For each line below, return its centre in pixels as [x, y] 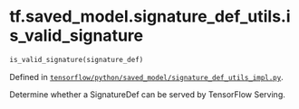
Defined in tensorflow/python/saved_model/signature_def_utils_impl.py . [146, 77]
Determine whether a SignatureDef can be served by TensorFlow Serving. [147, 94]
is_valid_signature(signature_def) [77, 59]
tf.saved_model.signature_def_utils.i [150, 17]
